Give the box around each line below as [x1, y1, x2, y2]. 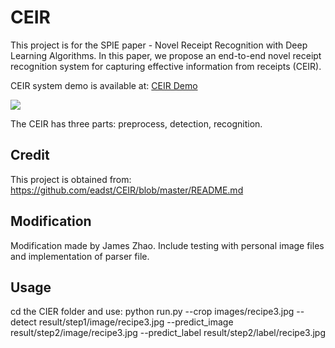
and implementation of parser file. [10, 250, 150, 262]
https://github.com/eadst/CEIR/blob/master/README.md [10, 184, 244, 196]
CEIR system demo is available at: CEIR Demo [10, 79, 198, 91]
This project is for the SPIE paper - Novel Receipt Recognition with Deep [10, 39, 308, 51]
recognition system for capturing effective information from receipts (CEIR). [10, 60, 322, 72]
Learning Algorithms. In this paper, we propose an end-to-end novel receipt [10, 49, 322, 61]
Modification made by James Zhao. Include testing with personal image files [10, 239, 325, 251]
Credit [10, 147, 50, 164]
